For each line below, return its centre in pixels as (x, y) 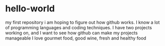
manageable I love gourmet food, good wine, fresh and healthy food (76, 38)
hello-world (30, 9)
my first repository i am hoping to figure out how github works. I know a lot (82, 22)
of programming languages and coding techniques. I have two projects (79, 27)
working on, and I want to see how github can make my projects (71, 33)
